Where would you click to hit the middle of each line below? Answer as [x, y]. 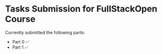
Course [20, 19]
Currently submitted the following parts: [45, 32]
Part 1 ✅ [20, 47]
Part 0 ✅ [21, 41]
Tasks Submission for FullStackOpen [81, 9]
